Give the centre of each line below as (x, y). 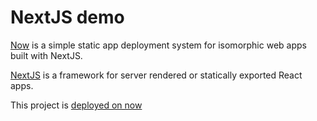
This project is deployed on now (76, 105)
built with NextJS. (46, 55)
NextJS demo (67, 17)
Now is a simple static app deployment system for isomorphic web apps (158, 45)
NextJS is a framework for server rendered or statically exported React (156, 75)
